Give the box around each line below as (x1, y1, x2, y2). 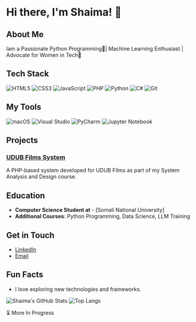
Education (6, 190, 46, 201)
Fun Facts (6, 269, 44, 280)
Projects (6, 135, 38, 145)
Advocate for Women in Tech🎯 (6, 51, 82, 59)
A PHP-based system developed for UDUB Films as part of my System (6, 167, 180, 174)
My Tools (6, 102, 41, 113)
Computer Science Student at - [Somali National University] (14, 206, 165, 214)
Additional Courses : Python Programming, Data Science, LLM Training (14, 212, 191, 220)
